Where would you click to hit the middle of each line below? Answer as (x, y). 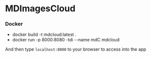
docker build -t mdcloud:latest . (44, 34)
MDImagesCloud (40, 9)
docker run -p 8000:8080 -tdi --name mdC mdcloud (66, 40)
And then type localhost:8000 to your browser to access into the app (76, 49)
